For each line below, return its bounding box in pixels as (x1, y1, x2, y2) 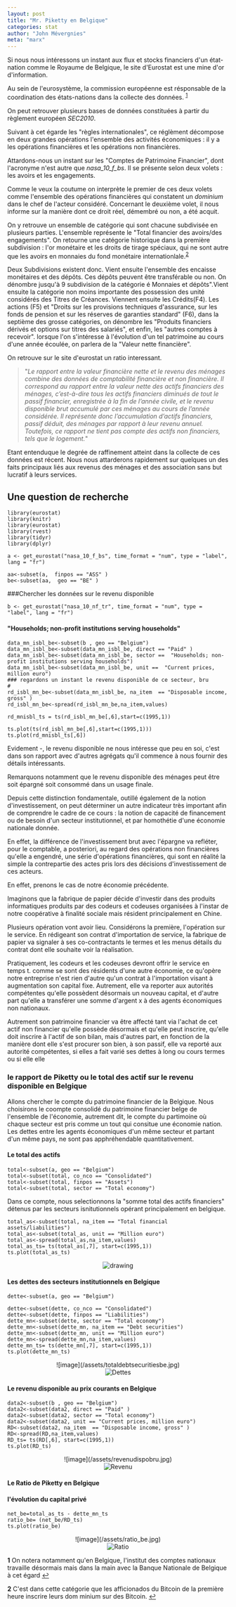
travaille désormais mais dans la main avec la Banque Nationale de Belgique (7, 1563, 227, 1572)
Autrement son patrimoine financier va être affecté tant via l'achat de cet (7, 1017, 218, 1026)
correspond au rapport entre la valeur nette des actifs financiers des (24, 382, 225, 391)
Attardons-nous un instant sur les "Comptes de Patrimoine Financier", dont (7, 156, 224, 164)
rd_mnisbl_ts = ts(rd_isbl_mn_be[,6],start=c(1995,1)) (7, 714, 171, 721)
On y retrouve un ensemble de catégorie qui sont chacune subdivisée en (7, 221, 218, 229)
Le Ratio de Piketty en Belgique (7, 1478, 100, 1487)
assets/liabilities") (7, 1224, 71, 1231)
